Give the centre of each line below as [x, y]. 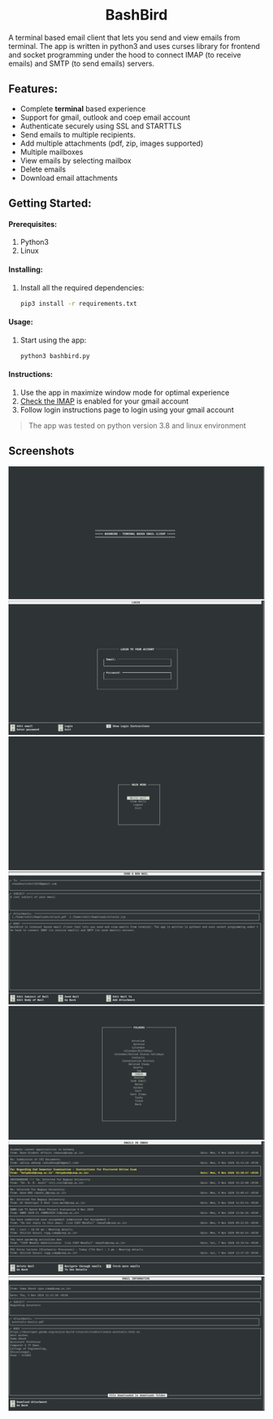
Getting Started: [50, 204]
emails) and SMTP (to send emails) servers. [81, 63]
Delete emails [43, 169]
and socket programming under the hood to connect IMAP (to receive [125, 55]
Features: [33, 89]
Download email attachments [69, 177]
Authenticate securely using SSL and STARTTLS [101, 126]
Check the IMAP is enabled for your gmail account [104, 401]
